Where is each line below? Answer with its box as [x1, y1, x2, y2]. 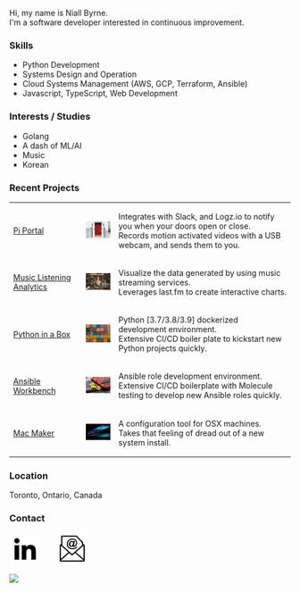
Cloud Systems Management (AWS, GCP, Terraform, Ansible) [21, 79, 248, 89]
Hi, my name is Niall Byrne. [9, 8, 109, 18]
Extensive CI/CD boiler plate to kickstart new [118, 334, 282, 345]
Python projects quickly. [118, 343, 207, 354]
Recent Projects [9, 181, 80, 194]
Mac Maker [12, 428, 55, 438]
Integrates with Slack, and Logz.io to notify [118, 211, 275, 221]
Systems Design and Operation [21, 69, 137, 79]
